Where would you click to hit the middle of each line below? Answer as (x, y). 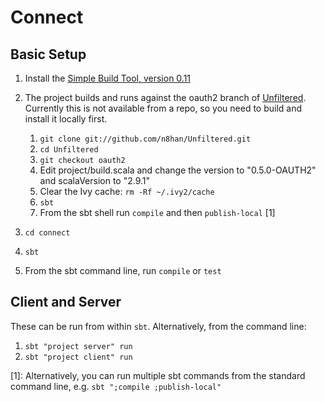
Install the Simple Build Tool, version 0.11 (108, 78)
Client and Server (66, 302)
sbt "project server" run (78, 346)
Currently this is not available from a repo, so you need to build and (163, 108)
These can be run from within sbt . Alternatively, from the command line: (158, 326)
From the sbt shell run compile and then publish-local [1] (157, 212)
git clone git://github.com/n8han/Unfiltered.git (145, 139)
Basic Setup (48, 54)
